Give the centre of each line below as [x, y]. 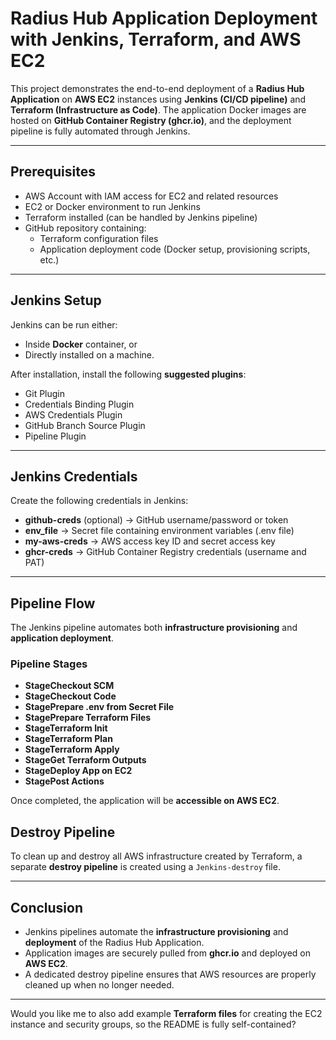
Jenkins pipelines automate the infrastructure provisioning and [156, 932]
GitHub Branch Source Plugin [85, 425]
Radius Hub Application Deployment [164, 18]
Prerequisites [53, 172]
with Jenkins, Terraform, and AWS [156, 39]
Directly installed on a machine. [89, 354]
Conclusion [47, 907]
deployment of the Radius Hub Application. [114, 943]
